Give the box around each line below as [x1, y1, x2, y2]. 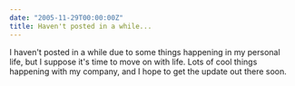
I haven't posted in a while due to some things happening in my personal [9, 46, 280, 57]
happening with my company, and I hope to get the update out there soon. [9, 65, 288, 77]
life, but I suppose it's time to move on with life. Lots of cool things [9, 56, 258, 67]
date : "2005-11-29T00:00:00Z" [9, 13, 124, 23]
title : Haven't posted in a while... [9, 22, 152, 31]
